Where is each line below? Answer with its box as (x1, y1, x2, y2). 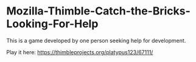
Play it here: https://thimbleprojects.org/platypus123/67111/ (6, 48, 153, 55)
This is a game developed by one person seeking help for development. (6, 37, 186, 44)
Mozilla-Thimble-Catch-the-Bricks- (6, 4, 191, 18)
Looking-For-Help (6, 17, 99, 31)
